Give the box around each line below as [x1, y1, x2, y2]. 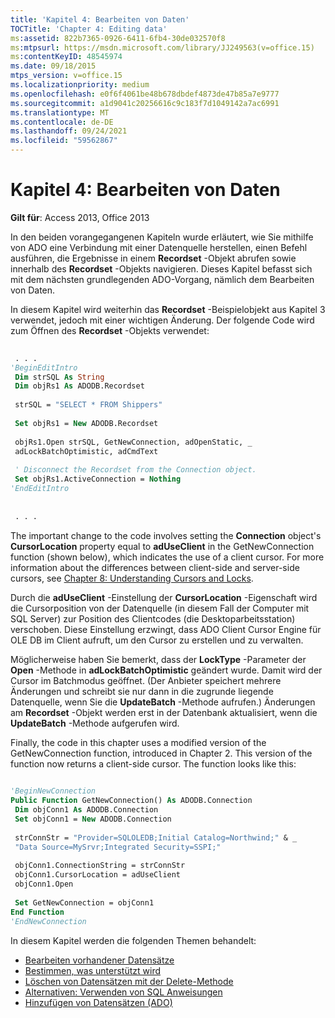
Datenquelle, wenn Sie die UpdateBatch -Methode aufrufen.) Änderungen [10, 696, 316, 708]
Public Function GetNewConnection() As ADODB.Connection [10, 796, 253, 806]
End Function [10, 907, 65, 917]
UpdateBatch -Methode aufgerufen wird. [10, 717, 180, 729]
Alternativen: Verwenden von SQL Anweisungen [24, 986, 223, 998]
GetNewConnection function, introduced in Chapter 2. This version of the [10, 747, 313, 759]
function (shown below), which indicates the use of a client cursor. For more [10, 551, 325, 563]
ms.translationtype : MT [10, 107, 110, 118]
